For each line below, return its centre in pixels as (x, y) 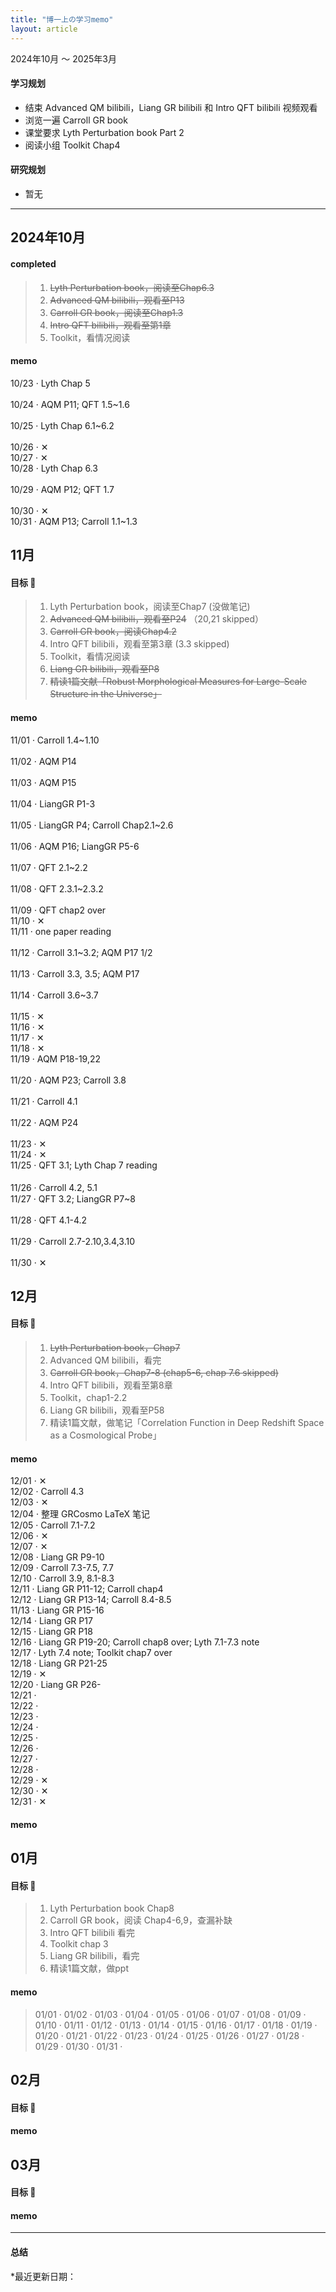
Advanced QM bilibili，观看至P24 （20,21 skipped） (157, 619)
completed (33, 263)
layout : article (44, 29)
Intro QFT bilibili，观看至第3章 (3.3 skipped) (139, 644)
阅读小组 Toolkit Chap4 (72, 145)
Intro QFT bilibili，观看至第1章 (110, 325)
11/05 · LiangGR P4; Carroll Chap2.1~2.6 (92, 825)
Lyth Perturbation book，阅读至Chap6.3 (132, 287)
